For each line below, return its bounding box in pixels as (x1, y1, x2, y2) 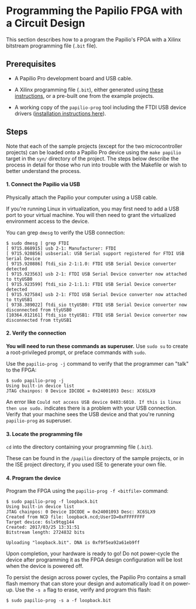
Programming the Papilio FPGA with (6, 4, 183, 18)
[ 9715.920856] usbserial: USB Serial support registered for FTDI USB (6, 250, 184, 256)
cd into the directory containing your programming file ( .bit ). (6, 444, 153, 451)
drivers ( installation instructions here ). (14, 110, 106, 117)
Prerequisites (6, 59, 56, 69)
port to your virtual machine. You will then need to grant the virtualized (6, 211, 176, 218)
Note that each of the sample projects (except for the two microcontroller (6, 142, 183, 149)
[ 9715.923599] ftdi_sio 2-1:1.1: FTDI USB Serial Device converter (6, 281, 177, 287)
